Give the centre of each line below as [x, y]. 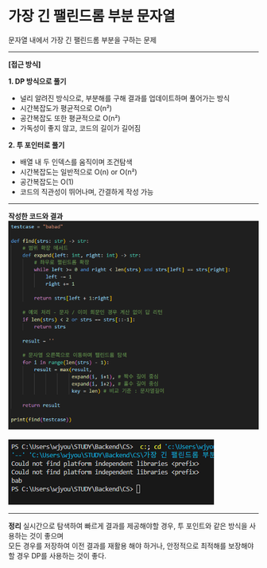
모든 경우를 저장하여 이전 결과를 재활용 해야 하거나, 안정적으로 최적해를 [117, 546]
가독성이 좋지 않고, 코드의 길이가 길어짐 [80, 127]
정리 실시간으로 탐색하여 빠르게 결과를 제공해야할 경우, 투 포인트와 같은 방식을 [128, 526]
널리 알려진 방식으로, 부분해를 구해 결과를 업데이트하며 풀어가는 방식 [125, 98]
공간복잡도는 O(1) [46, 182]
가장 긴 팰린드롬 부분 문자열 [92, 16]
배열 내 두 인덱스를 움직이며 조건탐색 [76, 162]
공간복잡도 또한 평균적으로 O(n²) [70, 118]
